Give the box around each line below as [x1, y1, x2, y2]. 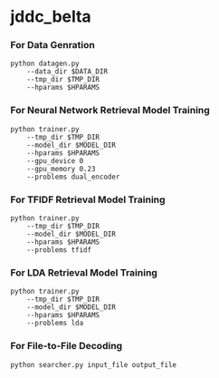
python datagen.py [10, 59, 80, 69]
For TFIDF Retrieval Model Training [10, 193, 166, 206]
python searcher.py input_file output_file [10, 360, 177, 369]
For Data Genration [10, 39, 96, 52]
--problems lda [26, 319, 84, 328]
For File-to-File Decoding [10, 340, 123, 353]
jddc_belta [10, 6, 91, 27]
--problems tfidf [26, 246, 92, 255]
